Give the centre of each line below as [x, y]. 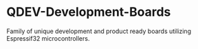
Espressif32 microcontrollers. [48, 38]
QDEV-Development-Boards [89, 12]
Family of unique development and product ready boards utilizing [99, 31]
